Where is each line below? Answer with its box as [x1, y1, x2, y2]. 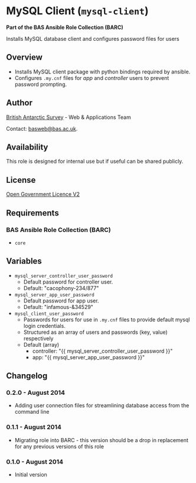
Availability [6, 142, 48, 152]
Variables [6, 256, 43, 266]
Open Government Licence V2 [6, 191, 80, 198]
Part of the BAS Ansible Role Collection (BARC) [6, 24, 124, 31]
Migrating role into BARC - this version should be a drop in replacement [14, 436, 189, 443]
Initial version [14, 471, 47, 478]
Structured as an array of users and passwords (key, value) [23, 329, 168, 336]
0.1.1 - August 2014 [6, 423, 62, 432]
